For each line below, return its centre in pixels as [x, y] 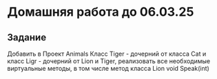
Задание [27, 37]
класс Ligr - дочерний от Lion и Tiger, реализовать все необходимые [109, 61]
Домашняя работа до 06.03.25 [101, 12]
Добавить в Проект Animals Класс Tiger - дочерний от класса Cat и [107, 54]
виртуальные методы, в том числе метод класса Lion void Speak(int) [108, 68]
